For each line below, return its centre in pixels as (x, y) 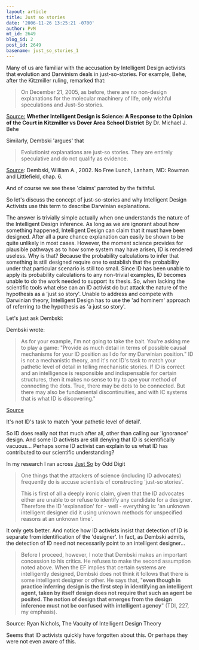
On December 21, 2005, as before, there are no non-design (94, 92)
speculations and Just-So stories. (62, 105)
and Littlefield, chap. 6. (34, 176)
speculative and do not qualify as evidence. (74, 158)
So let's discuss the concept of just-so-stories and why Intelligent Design (97, 199)
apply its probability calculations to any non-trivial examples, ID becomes (96, 274)
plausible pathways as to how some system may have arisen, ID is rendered (99, 249)
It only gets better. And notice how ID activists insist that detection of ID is (97, 530)
